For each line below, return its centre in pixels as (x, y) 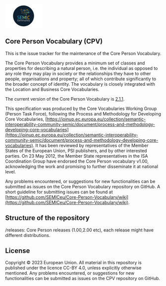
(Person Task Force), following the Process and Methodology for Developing (83, 114)
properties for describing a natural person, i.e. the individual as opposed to (82, 68)
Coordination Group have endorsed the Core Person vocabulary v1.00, (77, 161)
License (18, 251)
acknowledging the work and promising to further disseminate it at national (82, 166)
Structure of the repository (48, 218)
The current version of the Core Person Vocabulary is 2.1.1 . (65, 99)
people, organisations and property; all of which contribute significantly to (81, 79)
